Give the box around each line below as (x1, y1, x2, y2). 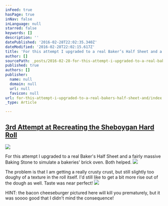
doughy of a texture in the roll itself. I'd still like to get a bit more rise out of (5, 174, 158, 180)
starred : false (5, 26, 37, 31)
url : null (9, 86, 30, 91)
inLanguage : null (5, 21, 41, 26)
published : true (5, 63, 39, 68)
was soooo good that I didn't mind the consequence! (5, 195, 114, 201)
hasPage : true (5, 12, 35, 17)
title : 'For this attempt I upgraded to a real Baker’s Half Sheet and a (5, 49, 162, 54)
